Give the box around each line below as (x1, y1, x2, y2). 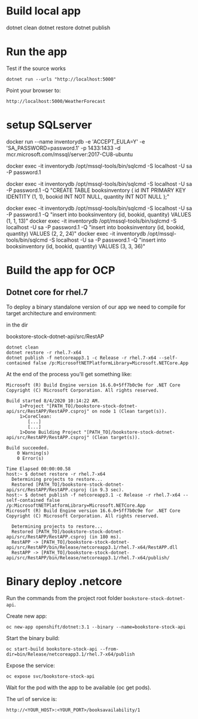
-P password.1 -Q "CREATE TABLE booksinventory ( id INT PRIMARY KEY (6, 187, 187, 194)
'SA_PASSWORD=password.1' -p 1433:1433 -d (6, 144, 121, 151)
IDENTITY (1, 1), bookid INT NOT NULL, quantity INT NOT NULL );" (6, 193, 170, 200)
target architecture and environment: (6, 309, 97, 316)
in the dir (6, 321, 28, 328)
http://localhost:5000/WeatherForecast (6, 98, 106, 104)
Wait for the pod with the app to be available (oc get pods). (6, 684, 151, 691)
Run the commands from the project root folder (6, 594, 123, 602)
